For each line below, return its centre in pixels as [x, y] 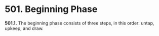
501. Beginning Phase [51, 9]
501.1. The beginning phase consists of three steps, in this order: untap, [79, 23]
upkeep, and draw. [24, 28]
